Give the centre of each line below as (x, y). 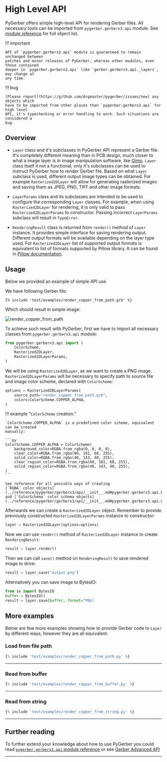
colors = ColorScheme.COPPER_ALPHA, (50, 400)
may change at (20, 74)
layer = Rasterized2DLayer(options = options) (52, 525)
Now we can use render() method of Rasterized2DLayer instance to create (82, 534)
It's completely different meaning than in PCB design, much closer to (83, 155)
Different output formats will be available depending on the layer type (83, 238)
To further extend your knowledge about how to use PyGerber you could (80, 744)
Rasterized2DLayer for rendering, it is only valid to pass (69, 207)
